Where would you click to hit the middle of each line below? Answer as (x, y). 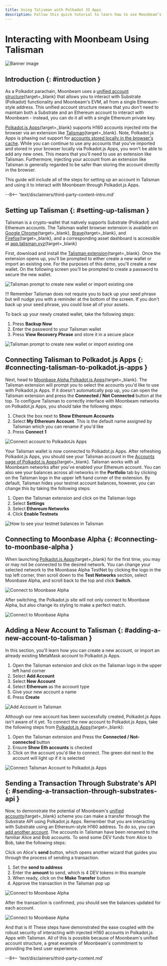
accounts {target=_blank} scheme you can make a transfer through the (78, 816)
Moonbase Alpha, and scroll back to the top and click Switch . (68, 580)
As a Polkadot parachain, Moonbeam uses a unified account (67, 91)
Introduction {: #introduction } (53, 79)
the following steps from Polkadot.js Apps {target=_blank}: (65, 727)
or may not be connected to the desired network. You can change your (78, 564)
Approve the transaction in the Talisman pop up (61, 883)
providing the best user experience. (42, 949)
